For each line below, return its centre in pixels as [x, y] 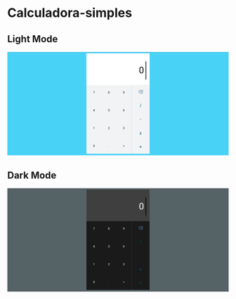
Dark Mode [32, 175]
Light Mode [33, 39]
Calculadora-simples [70, 13]
